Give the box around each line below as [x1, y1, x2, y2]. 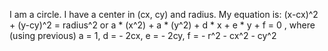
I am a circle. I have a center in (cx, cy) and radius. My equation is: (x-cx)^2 [9, 9, 319, 20]
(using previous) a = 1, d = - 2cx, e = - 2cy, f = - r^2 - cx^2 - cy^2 [9, 30, 277, 41]
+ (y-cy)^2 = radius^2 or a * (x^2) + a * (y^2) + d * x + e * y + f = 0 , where [9, 19, 316, 31]
